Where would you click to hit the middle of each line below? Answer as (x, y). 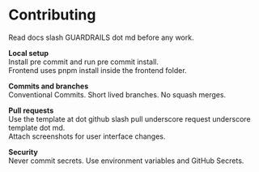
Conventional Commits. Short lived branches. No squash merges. (117, 94)
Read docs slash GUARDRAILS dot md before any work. (101, 37)
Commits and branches (49, 86)
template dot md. (37, 127)
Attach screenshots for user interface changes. (87, 136)
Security (23, 152)
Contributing (52, 15)
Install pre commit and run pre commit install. (84, 62)
